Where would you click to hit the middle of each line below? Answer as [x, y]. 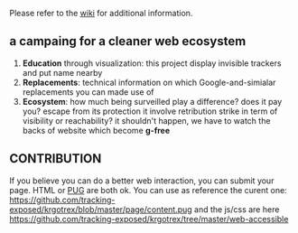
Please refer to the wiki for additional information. [101, 13]
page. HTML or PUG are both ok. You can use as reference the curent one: [148, 190]
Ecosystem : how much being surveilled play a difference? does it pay [152, 101]
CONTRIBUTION [56, 158]
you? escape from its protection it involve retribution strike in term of [150, 111]
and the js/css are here [237, 209]
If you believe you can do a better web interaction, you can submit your [142, 181]
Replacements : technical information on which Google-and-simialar [149, 82]
